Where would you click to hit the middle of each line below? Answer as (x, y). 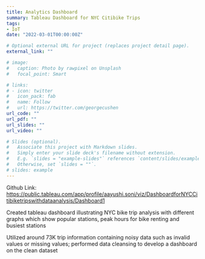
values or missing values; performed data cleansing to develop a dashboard (102, 244)
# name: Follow (28, 102)
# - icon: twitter (30, 91)
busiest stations (26, 225)
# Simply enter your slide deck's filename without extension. (91, 153)
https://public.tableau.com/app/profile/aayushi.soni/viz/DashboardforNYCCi (102, 194)
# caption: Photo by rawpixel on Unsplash (64, 68)
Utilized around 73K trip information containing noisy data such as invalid (98, 237)
